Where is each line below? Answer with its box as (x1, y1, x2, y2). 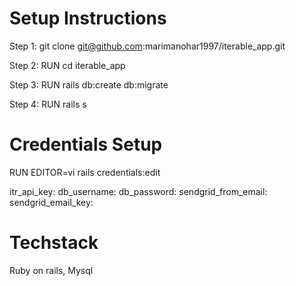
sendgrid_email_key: (9, 196, 94, 208)
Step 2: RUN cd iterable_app (9, 59, 126, 71)
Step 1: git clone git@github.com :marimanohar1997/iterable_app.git (9, 40, 286, 52)
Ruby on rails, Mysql (9, 264, 94, 276)
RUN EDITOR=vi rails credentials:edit (9, 166, 161, 178)
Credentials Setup (9, 133, 163, 156)
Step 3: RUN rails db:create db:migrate (9, 78, 169, 91)
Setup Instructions (9, 7, 167, 30)
